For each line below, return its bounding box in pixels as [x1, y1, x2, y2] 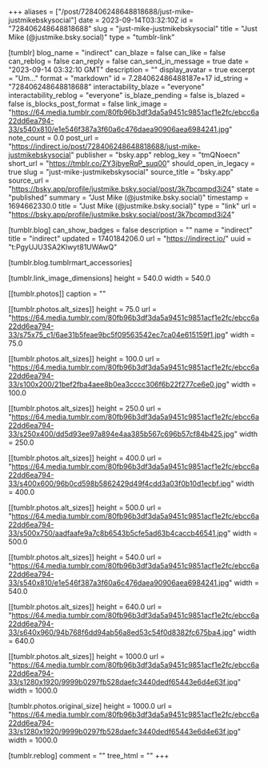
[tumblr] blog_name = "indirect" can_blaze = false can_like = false [8, 48, 226, 57]
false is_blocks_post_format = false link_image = [8, 99, 168, 108]
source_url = [8, 176, 50, 185]
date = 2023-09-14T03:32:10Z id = [78, 15, 194, 25]
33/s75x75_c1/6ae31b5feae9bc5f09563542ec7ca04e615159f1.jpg [8, 330, 226, 339]
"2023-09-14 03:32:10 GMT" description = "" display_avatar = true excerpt [8, 65, 255, 75]
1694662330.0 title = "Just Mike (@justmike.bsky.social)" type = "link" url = [8, 201, 258, 211]
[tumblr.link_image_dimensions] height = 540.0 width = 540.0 [8, 273, 211, 283]
